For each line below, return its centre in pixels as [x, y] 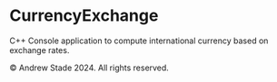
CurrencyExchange [84, 16]
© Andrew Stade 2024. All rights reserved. [89, 68]
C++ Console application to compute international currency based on [139, 41]
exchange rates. [40, 50]
